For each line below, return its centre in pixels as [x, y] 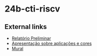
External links [26, 27]
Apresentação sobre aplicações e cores [52, 43]
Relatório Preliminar [31, 38]
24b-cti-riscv [32, 9]
